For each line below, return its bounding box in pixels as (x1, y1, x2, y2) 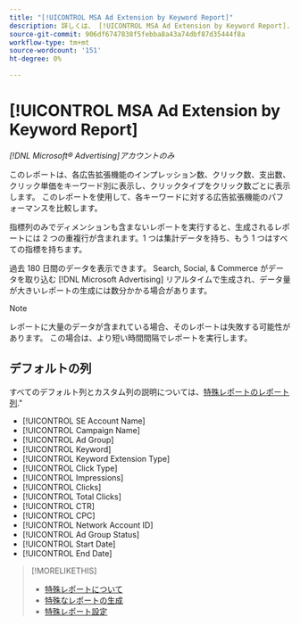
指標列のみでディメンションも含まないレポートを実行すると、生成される (9, 221, 275, 232)
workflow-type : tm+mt (9, 37, 90, 47)
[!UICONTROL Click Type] (21, 463, 118, 473)
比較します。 (55, 202, 103, 213)
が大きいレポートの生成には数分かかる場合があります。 (9, 284, 212, 295)
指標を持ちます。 (24, 243, 87, 254)
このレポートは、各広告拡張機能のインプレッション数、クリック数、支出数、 (9, 169, 291, 179)
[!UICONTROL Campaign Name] (21, 424, 141, 435)
